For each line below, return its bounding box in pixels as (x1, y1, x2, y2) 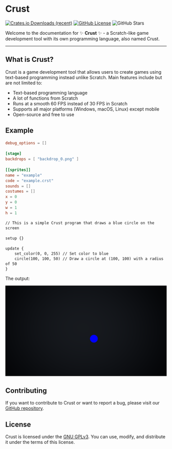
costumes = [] (5, 189, 36, 194)
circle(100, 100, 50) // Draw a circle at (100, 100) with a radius (14, 256, 164, 261)
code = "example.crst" (5, 178, 54, 183)
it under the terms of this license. (5, 439, 75, 445)
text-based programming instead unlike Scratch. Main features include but (5, 74, 162, 80)
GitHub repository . (5, 405, 45, 412)
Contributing (5, 386, 47, 395)
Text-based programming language (12, 89, 88, 96)
